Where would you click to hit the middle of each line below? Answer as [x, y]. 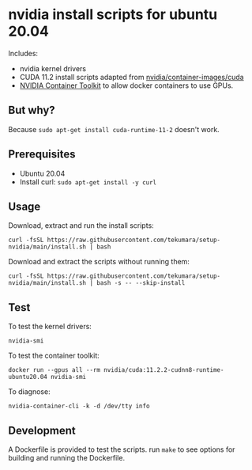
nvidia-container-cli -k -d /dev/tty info [79, 406]
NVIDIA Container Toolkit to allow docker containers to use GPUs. [126, 85]
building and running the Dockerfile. [66, 458]
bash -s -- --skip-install [141, 283]
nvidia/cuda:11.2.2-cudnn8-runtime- [164, 370]
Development [42, 430]
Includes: [23, 53]
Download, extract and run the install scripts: [81, 226]
